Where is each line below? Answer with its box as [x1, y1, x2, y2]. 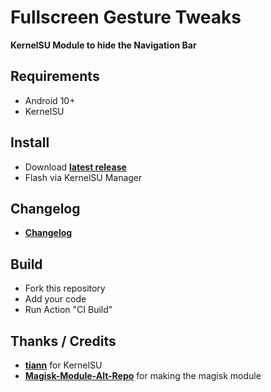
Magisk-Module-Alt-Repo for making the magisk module [24, 370, 262, 381]
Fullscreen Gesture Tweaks [10, 6, 242, 29]
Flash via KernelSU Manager [24, 171, 143, 183]
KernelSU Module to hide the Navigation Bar [10, 39, 197, 51]
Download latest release [24, 161, 127, 173]
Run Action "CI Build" [24, 304, 113, 316]
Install [10, 134, 50, 151]
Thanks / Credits [10, 332, 117, 350]
